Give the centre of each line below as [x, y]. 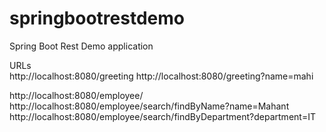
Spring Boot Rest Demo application [81, 46]
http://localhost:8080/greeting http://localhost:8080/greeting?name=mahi [161, 76]
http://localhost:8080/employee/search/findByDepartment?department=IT [162, 116]
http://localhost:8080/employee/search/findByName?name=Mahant [149, 106]
